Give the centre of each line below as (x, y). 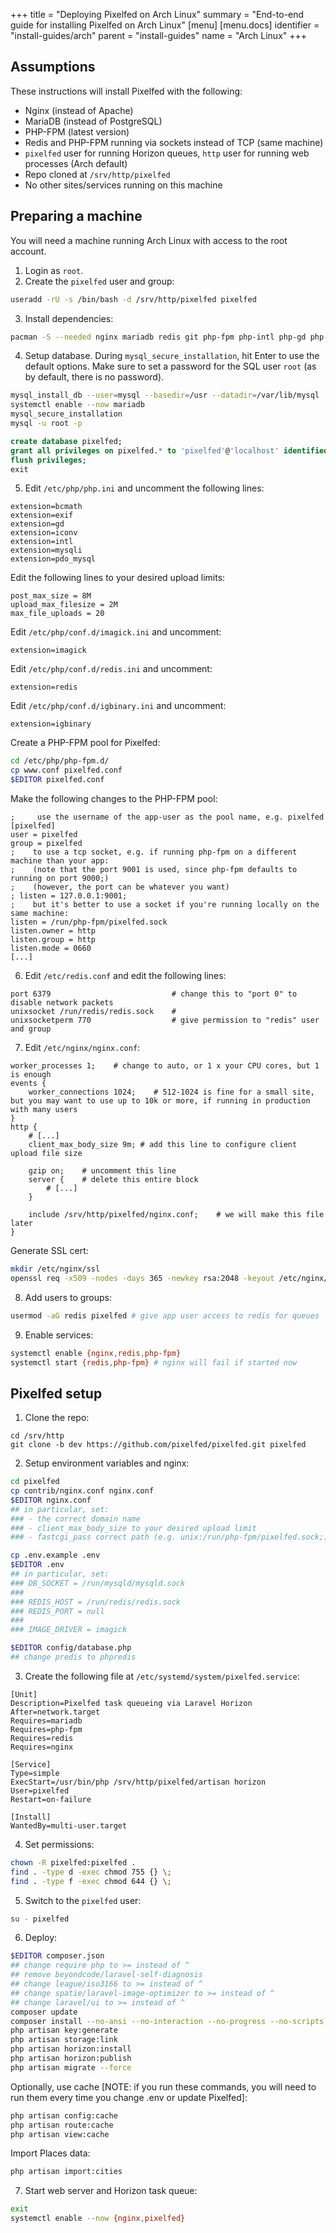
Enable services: (59, 1335)
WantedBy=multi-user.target (69, 1825)
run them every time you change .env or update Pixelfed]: (129, 2097)
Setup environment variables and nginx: (107, 1463)
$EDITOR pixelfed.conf (57, 780)
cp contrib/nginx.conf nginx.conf (82, 1491)
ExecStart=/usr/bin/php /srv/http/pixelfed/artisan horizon (138, 1782)
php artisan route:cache (62, 2125)
